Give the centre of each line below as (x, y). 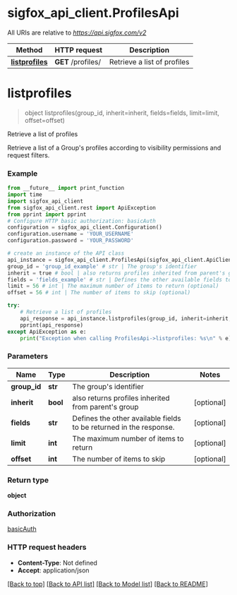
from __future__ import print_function (66, 188)
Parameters (28, 356)
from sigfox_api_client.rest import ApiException (82, 208)
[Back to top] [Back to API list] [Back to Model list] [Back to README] (108, 584)
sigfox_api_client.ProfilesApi (93, 13)
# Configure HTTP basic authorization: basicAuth (82, 221)
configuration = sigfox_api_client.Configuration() (85, 227)
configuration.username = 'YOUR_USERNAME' (71, 234)
